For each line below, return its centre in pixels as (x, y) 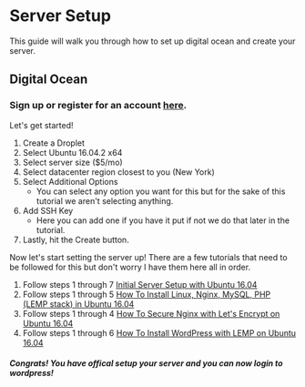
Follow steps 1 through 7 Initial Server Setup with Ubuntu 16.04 (140, 284)
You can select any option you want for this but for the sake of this (161, 191)
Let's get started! (42, 125)
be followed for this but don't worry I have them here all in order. (130, 267)
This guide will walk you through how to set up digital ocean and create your (152, 41)
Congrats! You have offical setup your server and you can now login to (147, 363)
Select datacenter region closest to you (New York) (119, 172)
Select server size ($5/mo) (72, 162)
